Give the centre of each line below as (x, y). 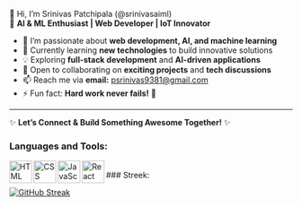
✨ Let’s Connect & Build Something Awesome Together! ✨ (120, 122)
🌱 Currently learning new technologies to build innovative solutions (147, 50)
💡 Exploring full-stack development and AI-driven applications (141, 60)
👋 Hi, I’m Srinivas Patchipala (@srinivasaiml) (91, 14)
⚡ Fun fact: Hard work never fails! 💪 (89, 93)
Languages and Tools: (58, 146)
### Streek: (128, 176)
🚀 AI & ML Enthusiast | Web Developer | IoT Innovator (110, 23)
